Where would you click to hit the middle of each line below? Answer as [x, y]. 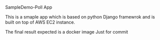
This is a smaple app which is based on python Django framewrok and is [80, 17]
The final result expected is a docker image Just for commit [67, 32]
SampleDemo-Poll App [29, 7]
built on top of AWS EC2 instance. [40, 22]
